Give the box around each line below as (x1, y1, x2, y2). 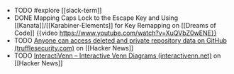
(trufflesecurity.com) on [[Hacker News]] (13, 44, 134, 52)
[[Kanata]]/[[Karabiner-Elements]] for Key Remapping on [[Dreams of (13, 21, 216, 29)
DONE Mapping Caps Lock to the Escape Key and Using (13, 14, 179, 22)
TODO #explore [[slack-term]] (13, 6, 102, 14)
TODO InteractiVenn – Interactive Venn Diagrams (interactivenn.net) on (13, 51, 221, 60)
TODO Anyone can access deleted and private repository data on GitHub (13, 36, 227, 45)
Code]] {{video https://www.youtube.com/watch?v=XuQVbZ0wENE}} (13, 28, 217, 37)
